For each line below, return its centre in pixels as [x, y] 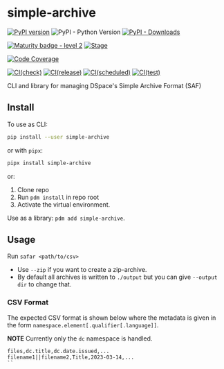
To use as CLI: [28, 124]
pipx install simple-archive [49, 163]
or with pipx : [25, 150]
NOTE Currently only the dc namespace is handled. [80, 338]
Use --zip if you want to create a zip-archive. [82, 270]
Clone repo [33, 189]
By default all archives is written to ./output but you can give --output [117, 277]
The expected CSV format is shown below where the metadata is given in [112, 318]
